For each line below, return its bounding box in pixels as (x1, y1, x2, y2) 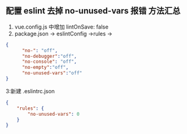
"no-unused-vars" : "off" (21, 70, 83, 76)
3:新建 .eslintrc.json (5, 87, 55, 94)
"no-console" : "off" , (21, 58, 77, 65)
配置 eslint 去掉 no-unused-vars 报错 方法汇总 (5, 5, 181, 16)
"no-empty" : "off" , (21, 65, 69, 71)
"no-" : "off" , (21, 48, 58, 54)
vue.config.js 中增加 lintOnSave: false (14, 23, 109, 30)
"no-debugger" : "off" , (21, 53, 77, 59)
